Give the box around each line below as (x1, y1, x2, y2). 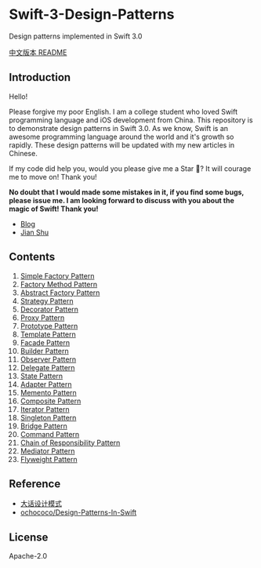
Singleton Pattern (20, 413, 77, 422)
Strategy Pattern (20, 296, 74, 305)
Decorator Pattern (20, 304, 79, 314)
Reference (9, 477, 61, 490)
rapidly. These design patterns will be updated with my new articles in (9, 140, 235, 150)
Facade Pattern (20, 337, 70, 347)
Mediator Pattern (20, 446, 75, 456)
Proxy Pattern (20, 312, 65, 322)
